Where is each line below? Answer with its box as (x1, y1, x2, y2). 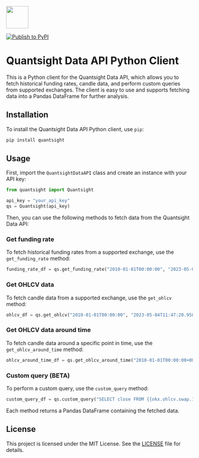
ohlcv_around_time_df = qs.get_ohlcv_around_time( (6, 357, 134, 363)
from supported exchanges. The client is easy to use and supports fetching (6, 86, 190, 93)
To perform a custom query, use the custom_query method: (6, 384, 149, 391)
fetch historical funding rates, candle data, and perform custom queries (6, 80, 181, 87)
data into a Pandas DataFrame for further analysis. (6, 92, 129, 100)
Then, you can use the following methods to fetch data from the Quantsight (6, 214, 190, 222)
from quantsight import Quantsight (6, 187, 94, 193)
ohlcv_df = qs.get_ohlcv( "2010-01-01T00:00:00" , (6, 312, 129, 318)
